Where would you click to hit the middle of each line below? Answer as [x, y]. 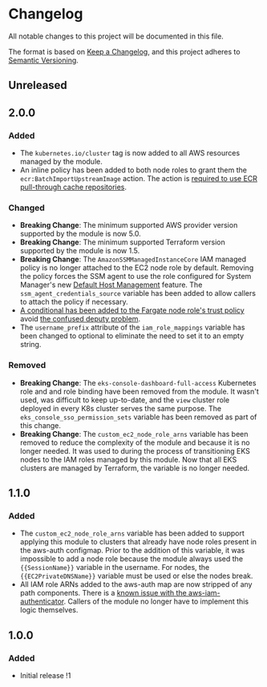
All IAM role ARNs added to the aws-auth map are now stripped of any [136, 584]
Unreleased [38, 85]
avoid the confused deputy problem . [80, 319]
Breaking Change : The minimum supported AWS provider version [129, 225]
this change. [40, 425]
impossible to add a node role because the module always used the [131, 559]
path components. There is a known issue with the [103, 593]
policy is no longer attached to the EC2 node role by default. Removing [137, 268]
